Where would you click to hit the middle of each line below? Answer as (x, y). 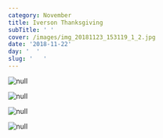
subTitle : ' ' (31, 30)
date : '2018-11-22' (40, 44)
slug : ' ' (27, 59)
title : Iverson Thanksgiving (56, 23)
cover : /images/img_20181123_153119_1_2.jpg (82, 37)
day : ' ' (24, 51)
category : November (40, 15)
